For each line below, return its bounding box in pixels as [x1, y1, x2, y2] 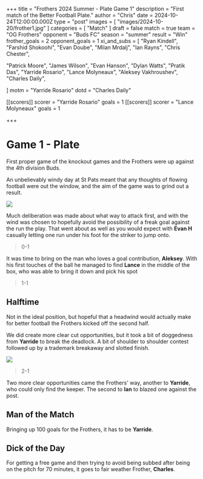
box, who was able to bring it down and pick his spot [6, 267, 138, 275]
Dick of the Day [6, 443, 65, 454]
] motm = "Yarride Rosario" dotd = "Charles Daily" [6, 87, 131, 93]
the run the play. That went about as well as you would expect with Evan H [6, 224, 193, 232]
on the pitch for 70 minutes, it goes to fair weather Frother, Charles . [6, 466, 176, 473]
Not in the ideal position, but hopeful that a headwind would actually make [6, 313, 191, 320]
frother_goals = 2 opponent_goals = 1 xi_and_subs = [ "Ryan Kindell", [6, 38, 178, 44]
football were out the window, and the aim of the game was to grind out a [6, 182, 189, 190]
